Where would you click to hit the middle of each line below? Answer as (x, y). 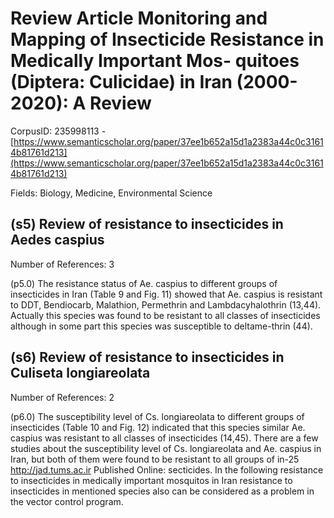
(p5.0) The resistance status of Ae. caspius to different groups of (144, 283)
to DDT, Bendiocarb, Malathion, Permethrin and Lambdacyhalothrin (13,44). (166, 304)
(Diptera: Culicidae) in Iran (121, 82)
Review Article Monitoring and (139, 18)
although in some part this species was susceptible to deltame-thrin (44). (161, 326)
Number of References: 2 (62, 397)
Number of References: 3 (62, 264)
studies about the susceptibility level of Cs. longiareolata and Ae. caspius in (166, 448)
